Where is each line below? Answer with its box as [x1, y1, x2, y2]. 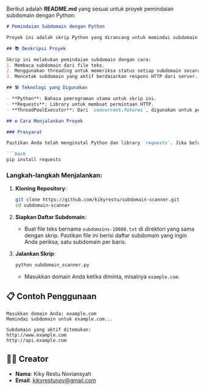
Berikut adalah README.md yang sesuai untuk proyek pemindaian [6, 5, 174, 12]
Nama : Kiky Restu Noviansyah [15, 370, 92, 377]
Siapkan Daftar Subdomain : [15, 214, 87, 221]
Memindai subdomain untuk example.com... [6, 316, 113, 322]
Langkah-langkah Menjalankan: [6, 171, 103, 179]
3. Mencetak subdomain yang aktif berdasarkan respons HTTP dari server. [6, 73, 198, 80]
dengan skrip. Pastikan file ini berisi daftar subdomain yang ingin [24, 232, 187, 239]
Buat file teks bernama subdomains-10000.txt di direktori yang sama [24, 225, 195, 233]
